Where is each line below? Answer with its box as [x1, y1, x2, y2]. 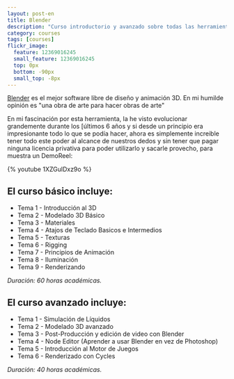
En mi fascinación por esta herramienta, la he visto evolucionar [7, 115, 188, 123]
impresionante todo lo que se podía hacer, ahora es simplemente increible [7, 129, 219, 138]
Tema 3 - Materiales [17, 218, 75, 227]
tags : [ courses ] [7, 36, 54, 43]
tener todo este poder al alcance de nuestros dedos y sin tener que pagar [7, 137, 219, 145]
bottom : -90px [13, 68, 54, 75]
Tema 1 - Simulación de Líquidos [17, 315, 111, 323]
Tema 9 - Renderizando [17, 263, 86, 271]
